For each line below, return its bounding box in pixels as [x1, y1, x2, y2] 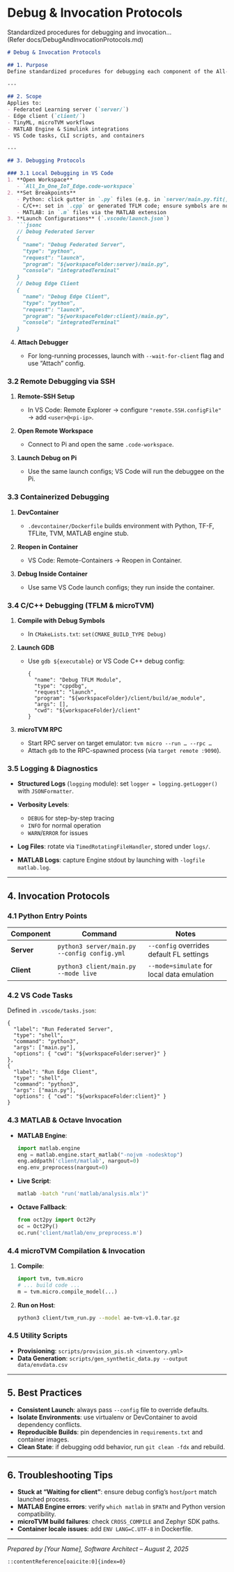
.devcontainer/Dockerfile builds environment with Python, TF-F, [27, 521, 214, 530]
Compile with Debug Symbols [17, 616, 106, 625]
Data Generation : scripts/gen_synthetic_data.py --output [17, 1354, 188, 1362]
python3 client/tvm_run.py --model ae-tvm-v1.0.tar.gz [17, 1314, 180, 1322]
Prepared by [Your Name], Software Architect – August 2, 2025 [7, 1545, 189, 1553]
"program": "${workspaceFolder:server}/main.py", [22, 260, 170, 268]
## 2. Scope [7, 93, 42, 100]
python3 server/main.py [57, 943, 136, 950]
